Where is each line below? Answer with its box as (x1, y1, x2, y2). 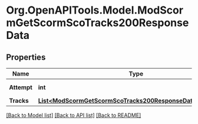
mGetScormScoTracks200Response (6, 16, 189, 30)
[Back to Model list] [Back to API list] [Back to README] (6, 112, 141, 119)
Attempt (9, 83, 32, 92)
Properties (6, 52, 46, 62)
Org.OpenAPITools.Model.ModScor (6, 4, 184, 17)
